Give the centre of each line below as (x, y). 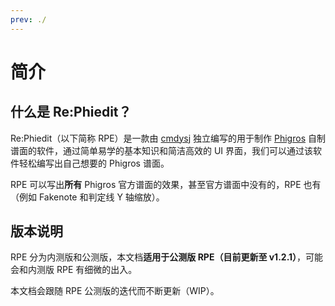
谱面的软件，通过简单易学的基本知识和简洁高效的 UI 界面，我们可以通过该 (162, 150)
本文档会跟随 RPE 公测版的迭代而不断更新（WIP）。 (115, 291)
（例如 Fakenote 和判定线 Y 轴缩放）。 (87, 197)
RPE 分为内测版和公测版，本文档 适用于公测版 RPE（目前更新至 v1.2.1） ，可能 (167, 257)
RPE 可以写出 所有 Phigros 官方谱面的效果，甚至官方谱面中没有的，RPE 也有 (166, 184)
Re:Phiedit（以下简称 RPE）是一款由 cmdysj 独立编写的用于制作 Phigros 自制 (168, 138)
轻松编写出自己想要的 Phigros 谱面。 (94, 163)
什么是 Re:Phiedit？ (71, 112)
